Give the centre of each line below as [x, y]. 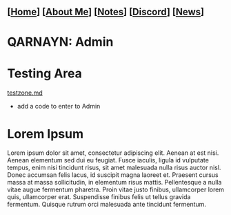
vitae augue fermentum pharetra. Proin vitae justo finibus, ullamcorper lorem [116, 189]
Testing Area [45, 73]
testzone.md [25, 93]
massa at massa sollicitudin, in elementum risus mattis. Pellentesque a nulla [114, 183]
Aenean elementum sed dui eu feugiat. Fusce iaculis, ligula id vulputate [108, 160]
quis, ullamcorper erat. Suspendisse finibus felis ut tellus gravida [99, 197]
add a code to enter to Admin [59, 106]
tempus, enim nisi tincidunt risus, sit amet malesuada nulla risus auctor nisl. [114, 168]
